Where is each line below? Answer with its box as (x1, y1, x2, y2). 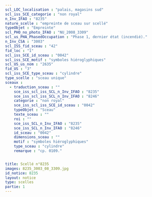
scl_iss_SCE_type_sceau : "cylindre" (5, 71, 82, 76)
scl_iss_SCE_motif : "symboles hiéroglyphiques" (5, 57, 106, 62)
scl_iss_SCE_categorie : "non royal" (5, 12, 82, 17)
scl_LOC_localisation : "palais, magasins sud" (5, 7, 104, 12)
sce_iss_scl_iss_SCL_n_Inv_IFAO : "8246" (14, 94, 99, 98)
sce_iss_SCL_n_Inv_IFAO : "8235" (14, 121, 82, 126)
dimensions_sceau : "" (14, 135, 60, 140)
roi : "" (14, 116, 32, 122)
